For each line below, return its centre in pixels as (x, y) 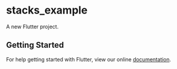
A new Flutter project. (32, 27)
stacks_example (47, 10)
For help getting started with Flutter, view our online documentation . (88, 59)
